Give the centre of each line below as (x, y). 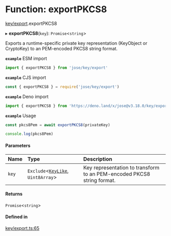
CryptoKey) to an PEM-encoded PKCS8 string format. (62, 48)
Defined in (17, 217)
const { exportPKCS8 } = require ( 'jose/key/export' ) (62, 87)
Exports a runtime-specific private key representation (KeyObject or (76, 43)
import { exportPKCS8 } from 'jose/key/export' (57, 68)
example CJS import (26, 77)
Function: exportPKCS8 (56, 9)
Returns (14, 194)
